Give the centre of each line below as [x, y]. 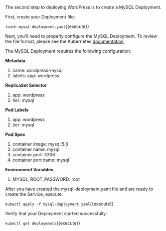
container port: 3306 [34, 155]
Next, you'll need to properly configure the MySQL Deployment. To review [81, 36]
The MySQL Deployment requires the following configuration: [68, 51]
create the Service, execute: [34, 194]
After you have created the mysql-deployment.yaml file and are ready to [79, 189]
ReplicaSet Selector [26, 85]
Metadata [15, 61]
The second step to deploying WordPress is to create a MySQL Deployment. [83, 7]
